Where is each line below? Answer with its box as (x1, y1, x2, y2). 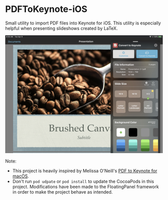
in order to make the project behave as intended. (12, 189, 113, 195)
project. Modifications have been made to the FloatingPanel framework (12, 184, 159, 190)
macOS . (12, 173, 29, 179)
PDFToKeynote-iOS (5, 3, 87, 15)
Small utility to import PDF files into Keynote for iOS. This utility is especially (5, 20, 161, 26)
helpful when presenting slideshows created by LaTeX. (5, 25, 118, 31)
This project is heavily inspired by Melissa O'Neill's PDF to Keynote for (12, 168, 157, 174)
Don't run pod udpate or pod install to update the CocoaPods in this (12, 178, 154, 184)
